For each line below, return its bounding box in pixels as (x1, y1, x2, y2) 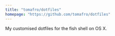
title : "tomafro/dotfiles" (5, 7, 61, 12)
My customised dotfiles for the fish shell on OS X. (5, 25, 107, 31)
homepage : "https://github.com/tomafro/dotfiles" (5, 12, 111, 17)
